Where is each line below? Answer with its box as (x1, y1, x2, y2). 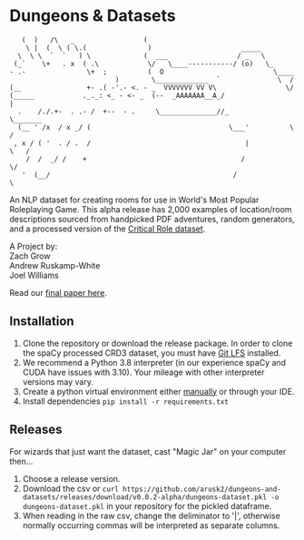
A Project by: (9, 241, 58, 251)
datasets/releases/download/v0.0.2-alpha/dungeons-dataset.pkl (22, 492, 268, 502)
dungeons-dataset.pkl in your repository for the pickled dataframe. (22, 500, 272, 511)
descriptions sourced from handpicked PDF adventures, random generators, (9, 213, 295, 224)
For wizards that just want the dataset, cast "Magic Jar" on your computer (9, 446, 287, 457)
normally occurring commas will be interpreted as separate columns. (22, 519, 280, 531)
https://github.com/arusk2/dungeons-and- (122, 485, 281, 494)
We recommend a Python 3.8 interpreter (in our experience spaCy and (22, 357, 287, 368)
